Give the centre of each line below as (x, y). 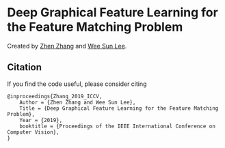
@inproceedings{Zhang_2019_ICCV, (55, 96)
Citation (25, 67)
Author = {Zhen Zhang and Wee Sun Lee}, (78, 102)
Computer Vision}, (33, 132)
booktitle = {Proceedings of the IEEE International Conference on (117, 126)
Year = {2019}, (41, 120)
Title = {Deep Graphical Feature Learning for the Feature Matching (119, 108)
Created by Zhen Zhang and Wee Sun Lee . (67, 46)
